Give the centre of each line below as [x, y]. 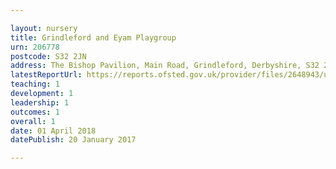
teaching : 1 [35, 84]
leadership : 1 [40, 102]
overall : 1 [33, 121]
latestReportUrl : [46, 75]
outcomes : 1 [35, 112]
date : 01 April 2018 [53, 131]
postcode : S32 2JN [48, 56]
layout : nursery [44, 28]
